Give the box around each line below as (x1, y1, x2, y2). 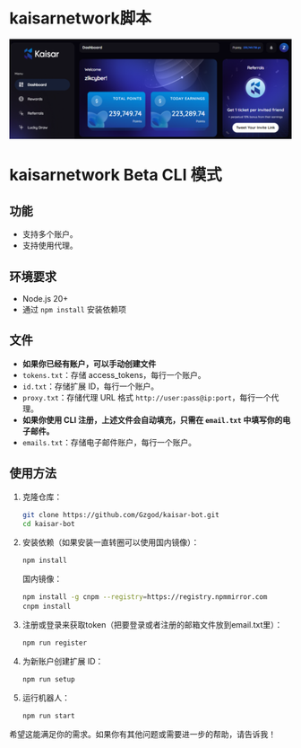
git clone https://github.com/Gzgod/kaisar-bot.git (21, 510, 219, 519)
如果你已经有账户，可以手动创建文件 (21, 358, 157, 369)
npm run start (21, 711, 75, 720)
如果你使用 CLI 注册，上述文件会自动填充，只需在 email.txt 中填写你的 (21, 414, 283, 425)
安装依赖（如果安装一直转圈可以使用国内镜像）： (21, 537, 200, 548)
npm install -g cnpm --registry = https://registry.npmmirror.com (21, 593, 268, 602)
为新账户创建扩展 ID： (21, 656, 104, 666)
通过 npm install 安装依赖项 (21, 304, 127, 314)
